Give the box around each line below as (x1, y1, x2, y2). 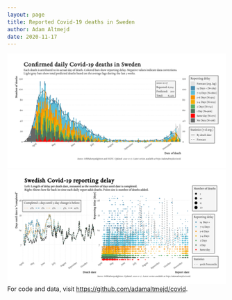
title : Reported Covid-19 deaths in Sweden (7, 18, 135, 26)
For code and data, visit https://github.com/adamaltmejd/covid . (7, 285, 188, 293)
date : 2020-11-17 (7, 33, 58, 40)
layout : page (7, 11, 45, 18)
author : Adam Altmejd (7, 26, 70, 33)
